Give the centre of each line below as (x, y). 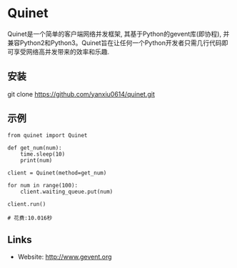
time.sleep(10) (43, 154)
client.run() (27, 204)
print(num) (36, 160)
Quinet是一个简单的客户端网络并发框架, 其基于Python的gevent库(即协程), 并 (118, 34)
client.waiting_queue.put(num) (67, 192)
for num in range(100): (43, 185)
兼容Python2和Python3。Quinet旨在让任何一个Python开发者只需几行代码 (115, 43)
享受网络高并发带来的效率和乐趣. (61, 51)
